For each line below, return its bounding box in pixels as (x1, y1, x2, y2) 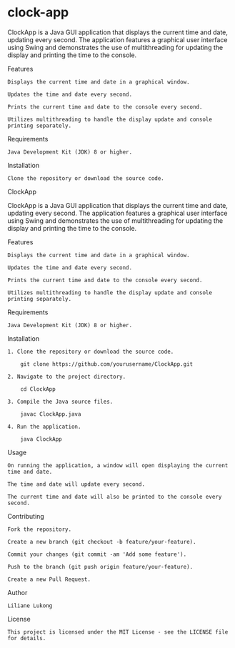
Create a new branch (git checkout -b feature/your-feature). (7, 538, 196, 545)
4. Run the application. (7, 423, 81, 430)
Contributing (7, 512, 44, 520)
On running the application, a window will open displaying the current (7, 462, 229, 469)
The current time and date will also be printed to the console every (7, 493, 222, 500)
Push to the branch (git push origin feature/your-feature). (7, 563, 194, 570)
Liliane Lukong (7, 602, 53, 609)
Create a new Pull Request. (7, 576, 91, 583)
